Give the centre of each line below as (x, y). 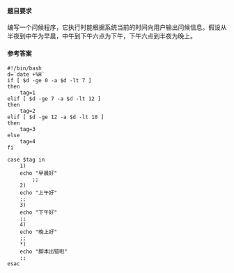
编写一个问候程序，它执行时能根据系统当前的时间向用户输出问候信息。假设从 (117, 27)
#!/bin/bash (24, 69)
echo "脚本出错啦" (44, 252)
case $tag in (26, 160)
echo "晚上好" (39, 232)
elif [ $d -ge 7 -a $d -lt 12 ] (54, 99)
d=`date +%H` (26, 75)
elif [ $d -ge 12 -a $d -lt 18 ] (56, 117)
